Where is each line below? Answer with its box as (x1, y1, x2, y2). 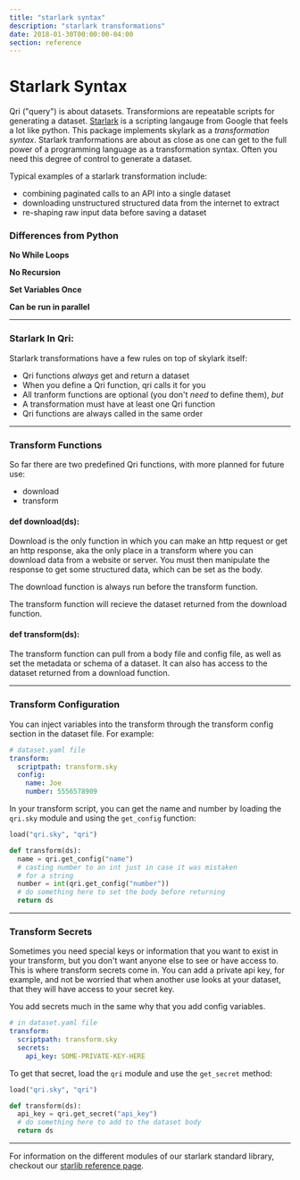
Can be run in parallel (9, 301, 90, 313)
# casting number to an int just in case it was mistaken (17, 863, 238, 872)
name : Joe (25, 779, 62, 788)
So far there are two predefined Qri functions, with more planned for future (9, 459, 285, 470)
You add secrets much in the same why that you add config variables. (9, 1001, 266, 1012)
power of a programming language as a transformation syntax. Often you (9, 144, 278, 155)
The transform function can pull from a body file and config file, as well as (9, 649, 281, 660)
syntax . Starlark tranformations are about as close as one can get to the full (9, 135, 287, 146)
